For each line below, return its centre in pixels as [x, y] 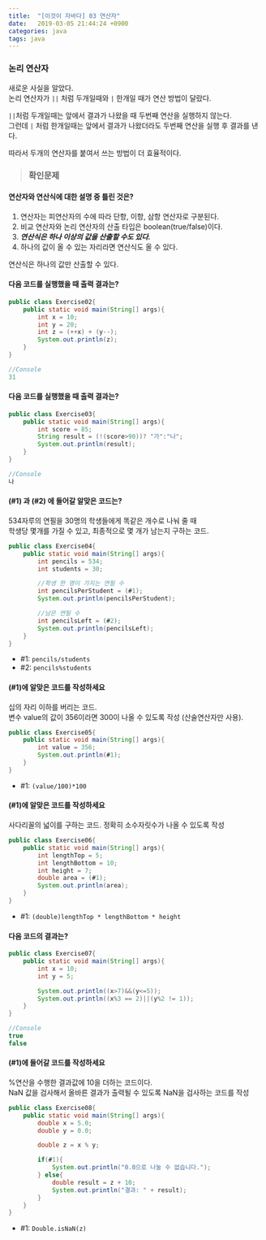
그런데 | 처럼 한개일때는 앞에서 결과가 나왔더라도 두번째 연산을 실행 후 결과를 [129, 125]
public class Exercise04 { [52, 546]
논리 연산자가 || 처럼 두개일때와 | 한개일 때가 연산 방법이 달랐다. [110, 98]
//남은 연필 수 [59, 613]
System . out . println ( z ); [77, 340]
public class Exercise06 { [52, 841]
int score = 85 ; [65, 429]
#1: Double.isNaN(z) [53, 1229]
